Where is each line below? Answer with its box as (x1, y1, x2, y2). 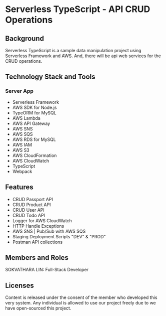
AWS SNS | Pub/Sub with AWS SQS (12, 228, 86, 234)
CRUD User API (12, 207, 45, 213)
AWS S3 (12, 147, 30, 153)
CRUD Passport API (12, 196, 53, 202)
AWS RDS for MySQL (12, 136, 56, 142)
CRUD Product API (12, 202, 51, 208)
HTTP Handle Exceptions (12, 223, 64, 229)
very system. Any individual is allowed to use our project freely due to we (5, 300, 156, 306)
